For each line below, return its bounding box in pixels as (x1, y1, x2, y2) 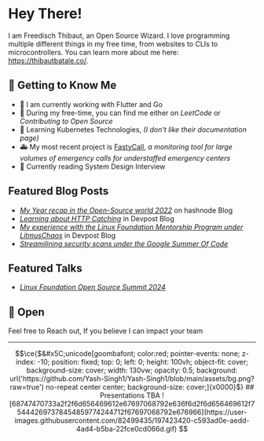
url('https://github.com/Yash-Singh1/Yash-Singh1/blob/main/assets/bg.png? (9, 374, 255, 384)
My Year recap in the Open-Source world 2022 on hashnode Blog (19, 206, 233, 215)
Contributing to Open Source (19, 116, 113, 126)
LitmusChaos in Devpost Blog (19, 230, 116, 240)
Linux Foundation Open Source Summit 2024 (19, 283, 167, 292)
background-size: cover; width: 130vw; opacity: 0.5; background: (26, 365, 238, 375)
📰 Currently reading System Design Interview (19, 161, 166, 171)
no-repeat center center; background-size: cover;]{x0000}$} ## (46, 383, 255, 392)
